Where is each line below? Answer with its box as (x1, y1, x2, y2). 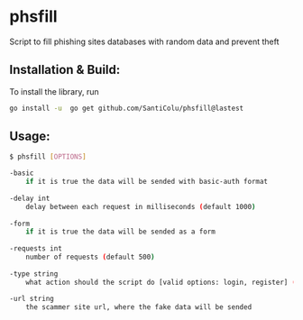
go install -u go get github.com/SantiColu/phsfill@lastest (9, 104, 244, 113)
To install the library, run (9, 86, 99, 96)
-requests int (9, 244, 63, 253)
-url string (9, 295, 54, 304)
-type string (9, 269, 59, 279)
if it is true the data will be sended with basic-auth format (25, 178, 269, 187)
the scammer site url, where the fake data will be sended (25, 303, 252, 312)
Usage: (9, 129, 51, 144)
